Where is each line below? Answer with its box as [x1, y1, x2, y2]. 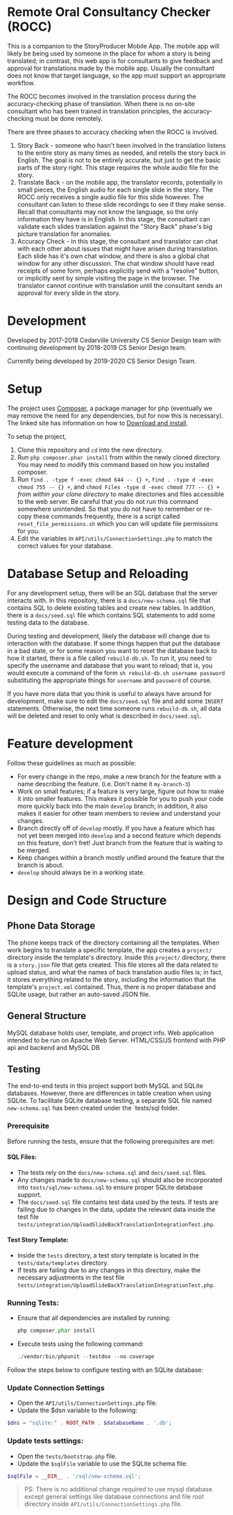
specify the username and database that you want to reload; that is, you [7, 661, 213, 670]
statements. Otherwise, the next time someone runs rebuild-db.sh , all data [7, 704, 222, 712]
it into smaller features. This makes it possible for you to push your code [17, 794, 224, 802]
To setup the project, [7, 432, 67, 441]
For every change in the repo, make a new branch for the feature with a [17, 772, 221, 781]
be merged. [17, 846, 51, 854]
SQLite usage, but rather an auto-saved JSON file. [7, 990, 150, 998]
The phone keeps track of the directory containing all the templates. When [7, 938, 220, 947]
